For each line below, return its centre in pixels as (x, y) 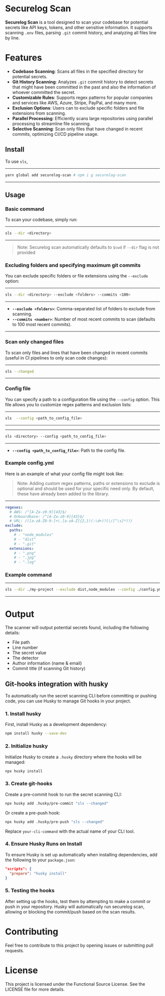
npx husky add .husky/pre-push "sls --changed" (55, 822)
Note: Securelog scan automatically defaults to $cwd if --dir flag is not (88, 247)
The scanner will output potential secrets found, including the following (77, 628)
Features (24, 58)
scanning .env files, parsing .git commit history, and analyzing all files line (81, 32)
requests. (15, 950)
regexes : (14, 507)
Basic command (25, 209)
